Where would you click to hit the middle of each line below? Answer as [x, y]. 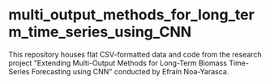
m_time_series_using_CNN [100, 32]
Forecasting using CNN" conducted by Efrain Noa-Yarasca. [130, 71]
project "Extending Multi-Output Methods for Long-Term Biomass [118, 63]
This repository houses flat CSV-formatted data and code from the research [135, 54]
